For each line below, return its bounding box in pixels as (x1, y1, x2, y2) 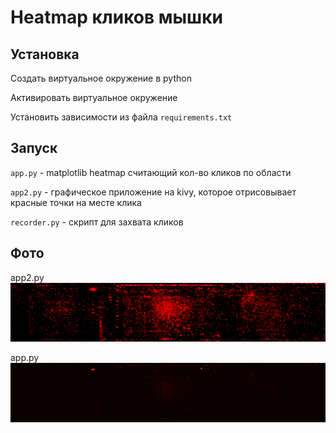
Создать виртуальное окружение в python (10, 72, 192, 84)
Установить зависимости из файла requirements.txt (10, 111, 233, 123)
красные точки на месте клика (10, 196, 142, 208)
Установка (10, 46, 80, 63)
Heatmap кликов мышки (10, 6, 223, 29)
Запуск (10, 140, 58, 157)
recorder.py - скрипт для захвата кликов (10, 216, 184, 228)
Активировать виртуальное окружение (10, 92, 178, 103)
